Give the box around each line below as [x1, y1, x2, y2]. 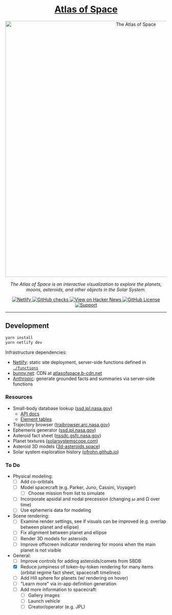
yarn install [5, 335, 33, 340]
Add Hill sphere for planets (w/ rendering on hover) [20, 575, 128, 581]
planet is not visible [20, 547, 61, 553]
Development [5, 322, 50, 330]
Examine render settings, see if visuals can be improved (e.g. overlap [20, 518, 166, 524]
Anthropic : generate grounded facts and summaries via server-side [12, 375, 155, 381]
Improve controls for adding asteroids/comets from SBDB [20, 558, 142, 564]
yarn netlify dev [5, 340, 42, 345]
